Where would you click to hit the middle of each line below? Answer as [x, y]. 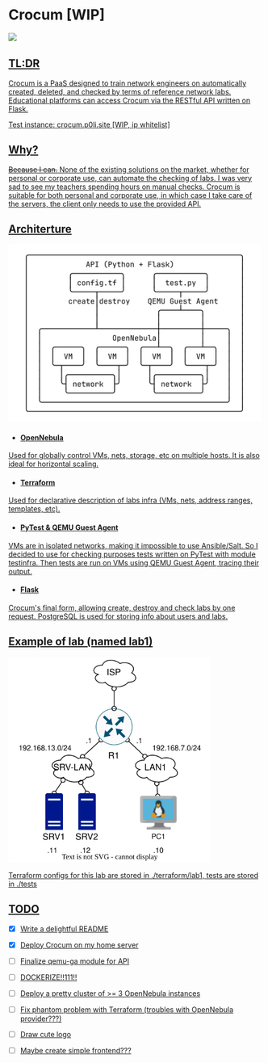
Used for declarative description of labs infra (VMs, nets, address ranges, [130, 500]
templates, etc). [34, 509]
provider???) [41, 1019]
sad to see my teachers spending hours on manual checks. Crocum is [124, 187]
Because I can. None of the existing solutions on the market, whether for [129, 169]
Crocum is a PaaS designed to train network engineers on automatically [128, 83]
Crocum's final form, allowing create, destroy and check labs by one [122, 607]
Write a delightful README [64, 929]
